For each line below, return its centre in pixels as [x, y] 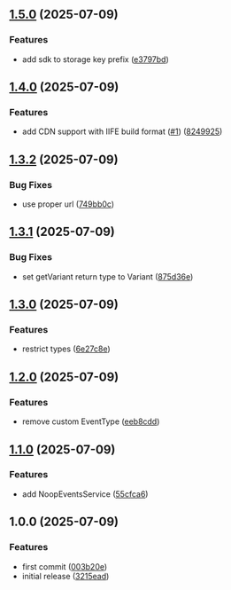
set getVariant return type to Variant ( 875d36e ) [108, 276]
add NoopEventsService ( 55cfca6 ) [85, 494]
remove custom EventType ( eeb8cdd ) [91, 421]
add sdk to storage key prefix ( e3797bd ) [96, 59]
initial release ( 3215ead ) [65, 576]
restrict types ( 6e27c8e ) [66, 349]
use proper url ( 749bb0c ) [68, 204]
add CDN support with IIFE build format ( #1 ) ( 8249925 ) [122, 131]
